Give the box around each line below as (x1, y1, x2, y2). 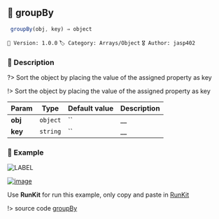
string (39, 127, 62, 135)
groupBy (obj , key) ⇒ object (10, 25, 92, 32)
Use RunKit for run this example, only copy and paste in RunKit (7, 190, 190, 199)
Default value (67, 103, 114, 113)
